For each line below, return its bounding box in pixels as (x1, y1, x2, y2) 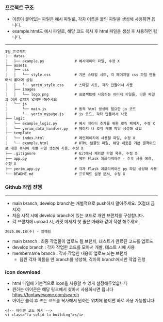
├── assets (5, 63, 27, 68)
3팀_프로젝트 (5, 49, 27, 54)
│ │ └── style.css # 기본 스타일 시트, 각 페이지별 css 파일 (5, 73, 147, 77)
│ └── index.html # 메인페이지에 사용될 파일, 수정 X (5, 136, 135, 141)
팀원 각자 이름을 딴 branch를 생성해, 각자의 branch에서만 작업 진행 (19, 256, 146, 262)
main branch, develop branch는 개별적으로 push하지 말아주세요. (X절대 (12, 200, 150, 206)
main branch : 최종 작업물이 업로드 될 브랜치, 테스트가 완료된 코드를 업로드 (12, 238, 154, 244)
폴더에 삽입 (14, 77, 33, 83)
